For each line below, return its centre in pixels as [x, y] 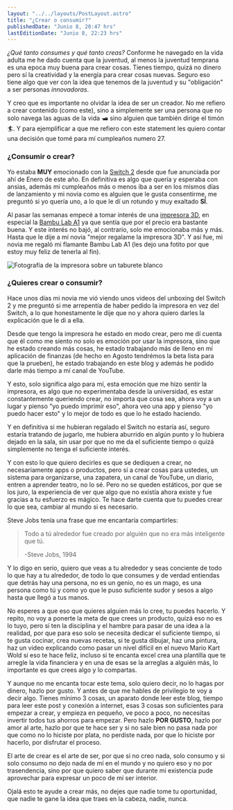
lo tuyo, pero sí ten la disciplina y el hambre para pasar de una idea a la [109, 625]
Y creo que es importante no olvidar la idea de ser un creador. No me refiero [116, 103]
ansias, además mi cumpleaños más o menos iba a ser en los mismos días [113, 186]
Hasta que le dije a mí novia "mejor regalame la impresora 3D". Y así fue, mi [115, 237]
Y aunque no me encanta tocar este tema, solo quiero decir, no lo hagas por [116, 683]
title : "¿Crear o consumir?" [49, 20]
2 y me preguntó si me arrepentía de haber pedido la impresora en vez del [113, 305]
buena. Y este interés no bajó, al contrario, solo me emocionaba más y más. [115, 229]
